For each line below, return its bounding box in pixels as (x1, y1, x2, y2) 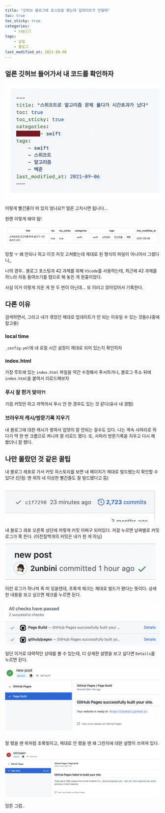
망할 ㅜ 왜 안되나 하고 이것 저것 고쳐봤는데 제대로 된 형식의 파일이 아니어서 (5, 251, 146, 257)
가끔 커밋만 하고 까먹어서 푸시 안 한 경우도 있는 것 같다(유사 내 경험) (5, 401, 134, 407)
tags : (5, 34, 16, 39)
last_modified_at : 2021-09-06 (5, 49, 67, 54)
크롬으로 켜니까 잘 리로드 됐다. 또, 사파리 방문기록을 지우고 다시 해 (29, 433, 156, 439)
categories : (5, 24, 29, 29)
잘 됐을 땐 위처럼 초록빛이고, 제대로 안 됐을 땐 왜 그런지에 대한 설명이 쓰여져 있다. (5, 740, 160, 746)
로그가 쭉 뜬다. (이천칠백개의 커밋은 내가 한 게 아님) (5, 533, 103, 539)
